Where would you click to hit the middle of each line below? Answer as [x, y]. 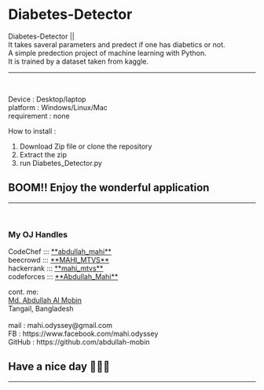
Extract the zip [43, 154]
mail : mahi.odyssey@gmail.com [60, 326]
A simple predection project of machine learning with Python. [107, 53]
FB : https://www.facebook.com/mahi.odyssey [83, 334]
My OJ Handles [38, 234]
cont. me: [24, 292]
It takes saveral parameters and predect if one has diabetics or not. [117, 44]
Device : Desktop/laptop [47, 99]
